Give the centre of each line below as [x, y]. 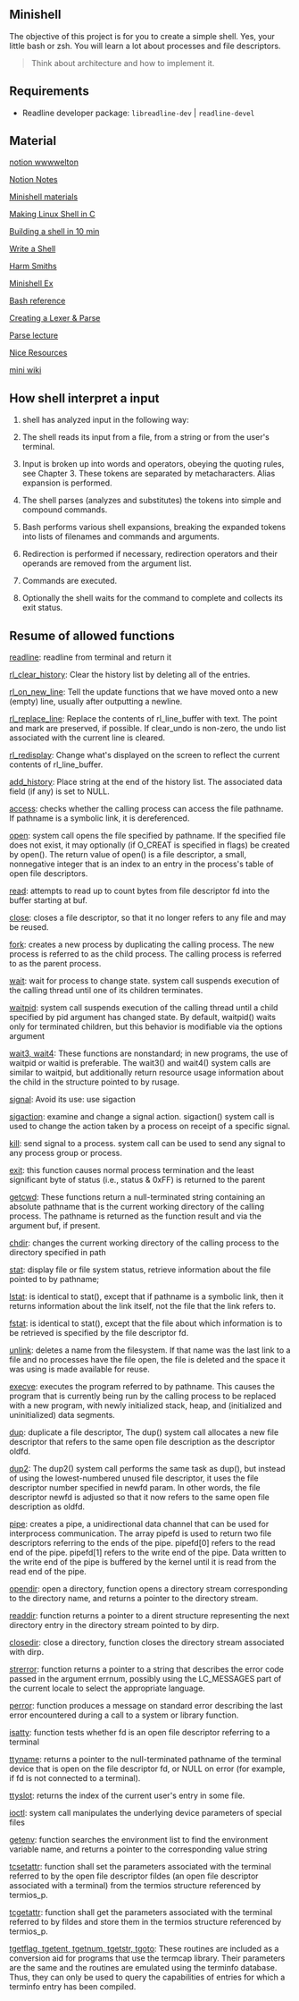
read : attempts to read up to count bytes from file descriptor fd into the [140, 891]
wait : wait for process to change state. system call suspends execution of [144, 981]
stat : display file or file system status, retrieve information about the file [140, 1270]
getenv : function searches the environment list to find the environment [139, 1840]
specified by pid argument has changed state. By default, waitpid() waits [143, 1017]
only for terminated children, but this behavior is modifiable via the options [146, 1026]
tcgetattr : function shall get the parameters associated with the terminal [141, 1912]
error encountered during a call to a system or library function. [124, 1715]
